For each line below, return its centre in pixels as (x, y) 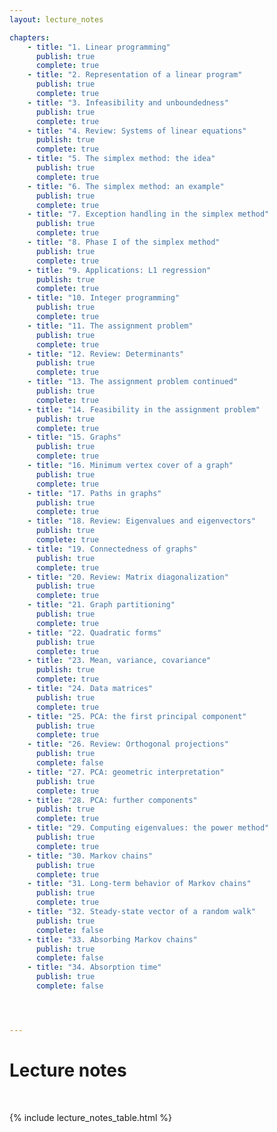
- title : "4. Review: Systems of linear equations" (137, 131)
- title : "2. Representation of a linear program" (135, 75)
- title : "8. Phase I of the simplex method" (124, 242)
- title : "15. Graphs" (74, 437)
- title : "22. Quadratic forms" (94, 632)
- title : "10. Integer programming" (104, 298)
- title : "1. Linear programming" (99, 47)
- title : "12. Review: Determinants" (106, 354)
